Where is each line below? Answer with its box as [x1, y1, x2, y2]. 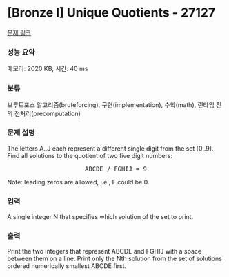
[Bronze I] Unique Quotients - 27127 [7, 5, 216, 21]
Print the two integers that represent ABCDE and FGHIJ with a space [7, 247, 202, 256]
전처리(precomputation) [14, 109, 81, 117]
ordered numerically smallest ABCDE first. [7, 262, 127, 270]
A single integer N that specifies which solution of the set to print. [7, 213, 194, 221]
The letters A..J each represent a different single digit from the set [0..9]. [7, 144, 214, 153]
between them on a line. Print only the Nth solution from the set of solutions [7, 254, 222, 263]
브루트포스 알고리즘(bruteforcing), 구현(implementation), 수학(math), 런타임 [7, 100, 215, 108]
